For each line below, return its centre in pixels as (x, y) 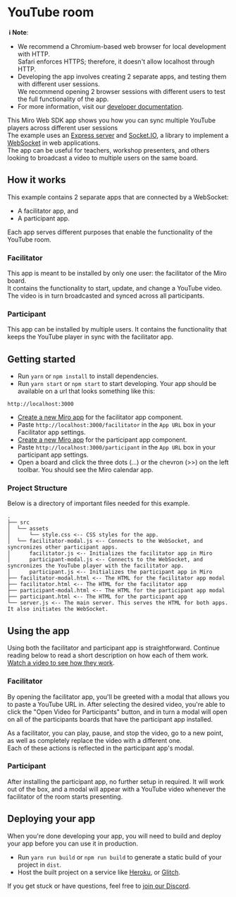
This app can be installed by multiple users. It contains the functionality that (117, 329)
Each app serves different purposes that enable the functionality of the (110, 232)
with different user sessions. (58, 84)
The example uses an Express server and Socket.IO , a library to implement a (118, 135)
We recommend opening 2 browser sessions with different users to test (121, 91)
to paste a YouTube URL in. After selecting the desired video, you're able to (116, 704)
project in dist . (39, 864)
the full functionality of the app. (63, 99)
